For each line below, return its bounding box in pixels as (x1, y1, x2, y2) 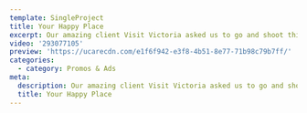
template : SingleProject (9, 13, 104, 23)
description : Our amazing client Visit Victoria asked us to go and (17, 81, 284, 90)
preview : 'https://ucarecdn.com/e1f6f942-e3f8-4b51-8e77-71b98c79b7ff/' (9, 47, 292, 56)
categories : (9, 56, 55, 65)
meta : (9, 73, 30, 82)
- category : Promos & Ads (17, 65, 117, 74)
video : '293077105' (9, 38, 84, 48)
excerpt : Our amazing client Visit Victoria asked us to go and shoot (9, 30, 284, 39)
